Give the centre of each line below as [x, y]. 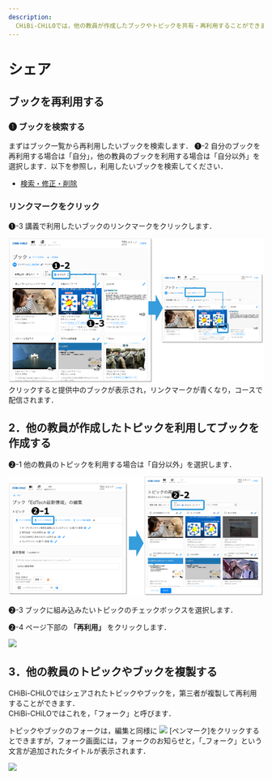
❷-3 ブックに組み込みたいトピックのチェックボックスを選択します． [123, 609]
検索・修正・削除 [49, 183]
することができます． [44, 703]
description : [30, 17]
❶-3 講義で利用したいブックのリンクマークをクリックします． [113, 226]
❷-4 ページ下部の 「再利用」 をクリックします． [90, 627]
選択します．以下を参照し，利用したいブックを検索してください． [118, 166]
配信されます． [33, 400]
